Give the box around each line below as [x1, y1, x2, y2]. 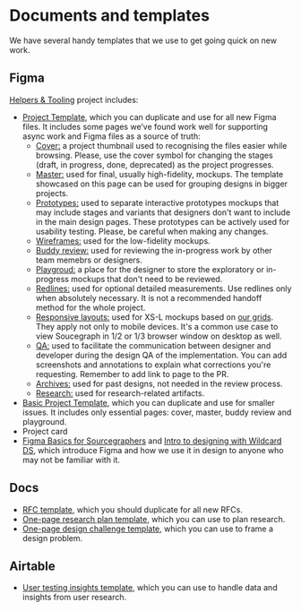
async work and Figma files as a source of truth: [21, 131, 201, 142]
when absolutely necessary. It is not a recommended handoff [35, 292, 262, 303]
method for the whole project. [35, 302, 146, 313]
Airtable [9, 558, 56, 573]
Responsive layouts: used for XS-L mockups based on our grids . [35, 311, 274, 323]
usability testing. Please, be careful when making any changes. [35, 226, 269, 237]
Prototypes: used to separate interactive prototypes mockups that [35, 197, 279, 208]
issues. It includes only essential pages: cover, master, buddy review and [21, 407, 292, 417]
